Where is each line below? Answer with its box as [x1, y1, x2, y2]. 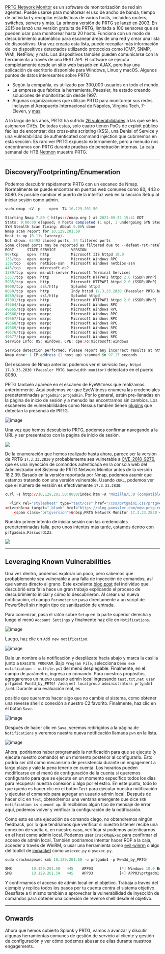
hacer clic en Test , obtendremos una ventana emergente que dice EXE [5, 796, 146, 802]
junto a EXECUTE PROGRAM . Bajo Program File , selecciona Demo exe [5, 660, 135, 666]
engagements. [5, 943, 34, 949]
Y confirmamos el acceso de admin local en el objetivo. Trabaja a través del [5, 880, 158, 885]
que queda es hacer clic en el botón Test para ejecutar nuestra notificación [5, 786, 157, 792]
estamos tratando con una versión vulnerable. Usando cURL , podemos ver [5, 477, 154, 483]
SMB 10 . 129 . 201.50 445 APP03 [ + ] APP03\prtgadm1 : [5, 871, 162, 876]
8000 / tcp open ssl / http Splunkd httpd [5, 284, 100, 289]
